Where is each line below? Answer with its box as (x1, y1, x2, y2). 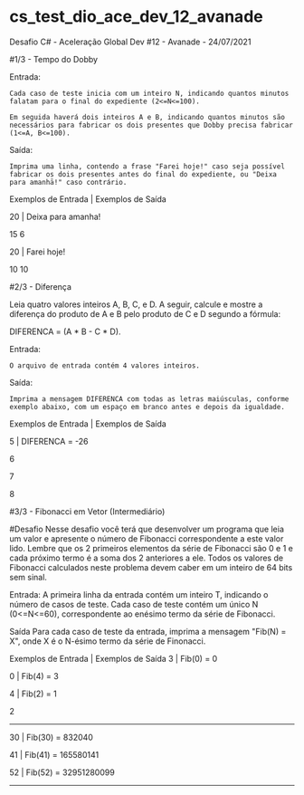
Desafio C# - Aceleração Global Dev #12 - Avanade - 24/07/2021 (9, 36, 252, 47)
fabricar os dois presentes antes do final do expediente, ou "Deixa (9, 169, 278, 178)
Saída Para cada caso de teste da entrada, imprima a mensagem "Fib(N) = (9, 626, 287, 637)
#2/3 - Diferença (9, 281, 72, 292)
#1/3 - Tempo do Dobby (9, 53, 98, 64)
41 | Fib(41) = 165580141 (9, 749, 100, 760)
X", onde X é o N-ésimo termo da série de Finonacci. (9, 636, 206, 647)
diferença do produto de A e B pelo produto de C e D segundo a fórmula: (9, 308, 281, 319)
